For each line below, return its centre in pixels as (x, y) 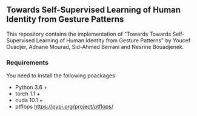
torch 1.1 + (28, 94)
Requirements (28, 62)
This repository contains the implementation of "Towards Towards (89, 34)
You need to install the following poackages (61, 76)
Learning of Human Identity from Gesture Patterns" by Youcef (113, 40)
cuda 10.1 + (29, 100)
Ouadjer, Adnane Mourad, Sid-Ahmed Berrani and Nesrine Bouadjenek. (95, 47)
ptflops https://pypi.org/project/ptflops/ (64, 107)
